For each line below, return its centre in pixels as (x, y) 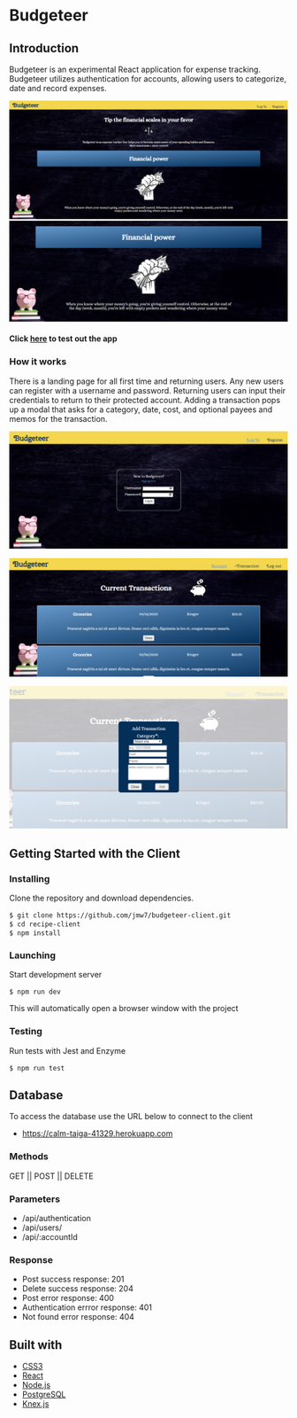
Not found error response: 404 (78, 1317)
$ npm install (35, 933)
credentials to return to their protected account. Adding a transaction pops (145, 400)
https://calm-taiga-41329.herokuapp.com (97, 1134)
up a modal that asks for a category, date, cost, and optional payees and (141, 409)
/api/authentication (56, 1218)
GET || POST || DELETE (52, 1176)
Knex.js (35, 1404)
